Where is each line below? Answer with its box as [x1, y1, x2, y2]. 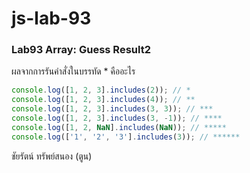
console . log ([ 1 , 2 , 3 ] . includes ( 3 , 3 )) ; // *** [11, 104, 214, 114]
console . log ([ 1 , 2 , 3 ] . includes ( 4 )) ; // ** [11, 95, 196, 105]
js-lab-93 [11, 7, 92, 30]
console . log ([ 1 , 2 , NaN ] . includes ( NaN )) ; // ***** [11, 122, 227, 132]
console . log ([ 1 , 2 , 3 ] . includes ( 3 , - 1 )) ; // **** [11, 113, 223, 124]
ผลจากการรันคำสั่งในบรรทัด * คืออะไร [11, 65, 136, 77]
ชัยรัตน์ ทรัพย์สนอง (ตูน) [11, 150, 93, 162]
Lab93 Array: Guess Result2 [11, 43, 151, 57]
